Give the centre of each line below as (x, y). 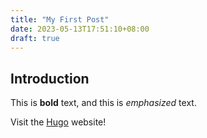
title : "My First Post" (60, 19)
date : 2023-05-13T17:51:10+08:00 (80, 29)
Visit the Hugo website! (58, 122)
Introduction (50, 78)
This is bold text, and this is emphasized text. (103, 103)
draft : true (35, 38)
